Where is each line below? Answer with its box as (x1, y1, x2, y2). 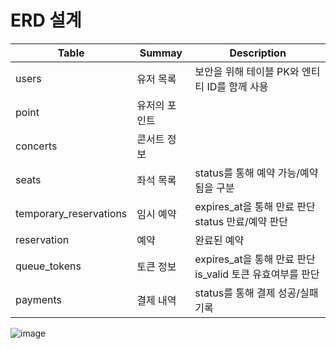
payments (15, 292, 63, 306)
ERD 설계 (10, 9, 82, 32)
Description (229, 46, 287, 60)
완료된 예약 (194, 233, 245, 247)
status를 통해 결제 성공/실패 (194, 286, 319, 300)
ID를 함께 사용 (206, 79, 269, 93)
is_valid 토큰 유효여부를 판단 (194, 267, 320, 281)
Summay (139, 46, 183, 60)
